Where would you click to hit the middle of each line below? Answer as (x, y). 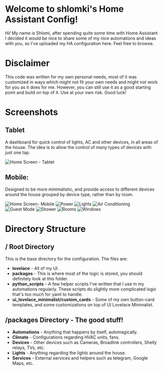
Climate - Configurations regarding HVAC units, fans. (66, 337)
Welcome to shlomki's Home (64, 9)
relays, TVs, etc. (28, 347)
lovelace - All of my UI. (35, 268)
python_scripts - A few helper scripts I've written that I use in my (78, 284)
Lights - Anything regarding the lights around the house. (69, 353)
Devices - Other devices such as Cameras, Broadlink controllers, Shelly (84, 342)
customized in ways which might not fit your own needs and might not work (81, 82)
